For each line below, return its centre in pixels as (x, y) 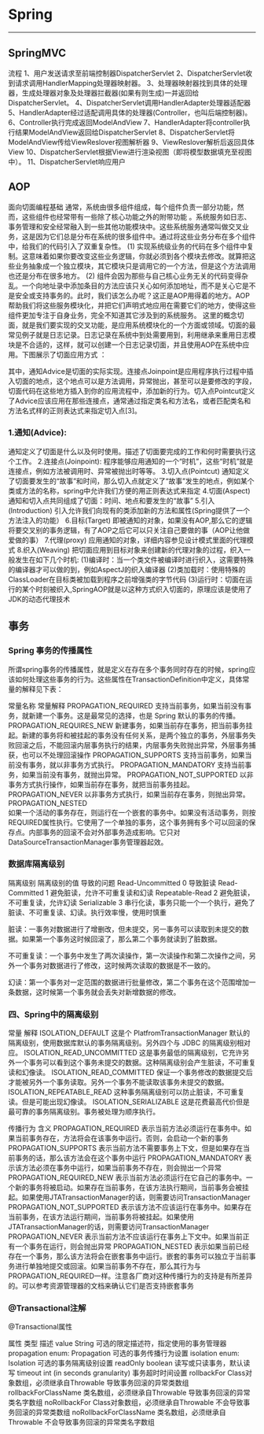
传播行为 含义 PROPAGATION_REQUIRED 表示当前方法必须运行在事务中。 (126, 1129)
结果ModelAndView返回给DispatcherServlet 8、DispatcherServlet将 (125, 132)
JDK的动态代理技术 (39, 599)
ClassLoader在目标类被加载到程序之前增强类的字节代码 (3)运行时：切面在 (127, 579)
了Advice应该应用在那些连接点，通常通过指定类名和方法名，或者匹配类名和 (130, 401)
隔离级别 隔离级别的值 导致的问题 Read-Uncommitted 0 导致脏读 (112, 882)
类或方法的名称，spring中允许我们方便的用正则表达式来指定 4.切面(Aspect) (129, 490)
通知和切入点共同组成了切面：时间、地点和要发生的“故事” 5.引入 (112, 501)
